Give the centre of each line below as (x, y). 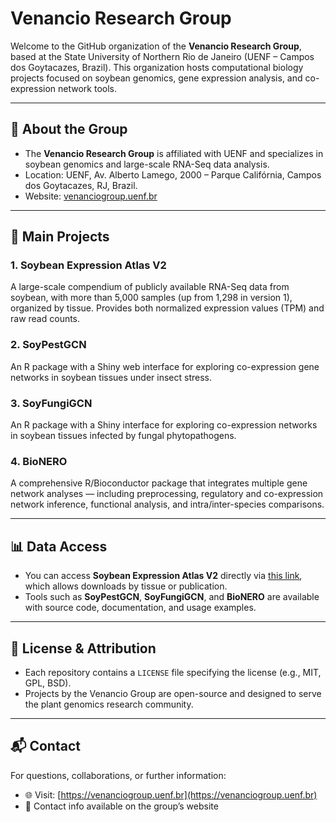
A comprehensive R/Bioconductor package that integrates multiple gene (159, 483)
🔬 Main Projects (60, 237)
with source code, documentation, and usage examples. (140, 608)
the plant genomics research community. (109, 704)
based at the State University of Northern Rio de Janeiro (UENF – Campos (162, 56)
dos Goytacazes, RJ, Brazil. (81, 185)
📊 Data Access (59, 546)
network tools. (88, 88)
